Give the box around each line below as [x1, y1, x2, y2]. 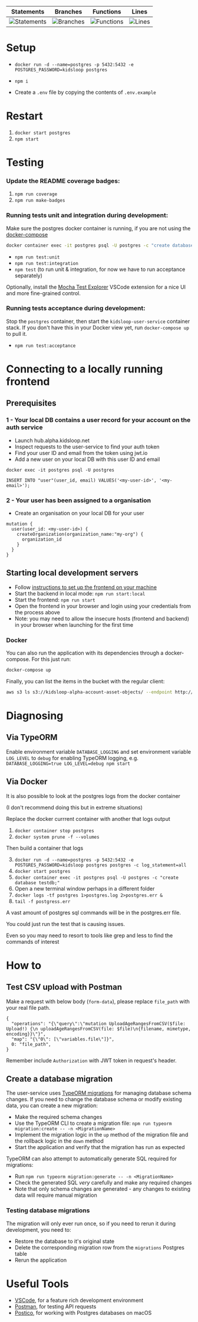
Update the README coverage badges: [6, 176, 120, 185]
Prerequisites [6, 398, 57, 408]
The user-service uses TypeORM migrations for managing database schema [6, 1089, 192, 1097]
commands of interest [6, 938, 60, 945]
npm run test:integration [14, 260, 78, 266]
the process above [14, 608, 60, 616]
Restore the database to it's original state [14, 1238, 115, 1245]
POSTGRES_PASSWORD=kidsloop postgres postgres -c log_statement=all [14, 862, 187, 868]
